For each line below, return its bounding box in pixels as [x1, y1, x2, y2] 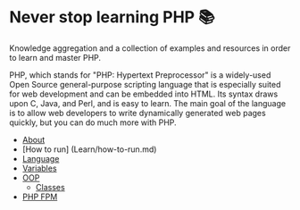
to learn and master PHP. [9, 52, 101, 63]
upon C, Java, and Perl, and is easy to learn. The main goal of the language [9, 97, 287, 108]
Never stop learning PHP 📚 [9, 7, 216, 28]
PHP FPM [21, 191, 58, 202]
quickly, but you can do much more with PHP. [9, 117, 177, 128]
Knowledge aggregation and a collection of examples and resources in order [9, 42, 291, 54]
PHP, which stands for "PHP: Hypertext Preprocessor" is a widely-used [9, 69, 271, 80]
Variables [21, 163, 57, 173]
